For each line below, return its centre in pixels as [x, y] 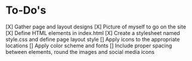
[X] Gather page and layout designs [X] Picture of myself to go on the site [96, 27]
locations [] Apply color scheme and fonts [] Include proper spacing [89, 46]
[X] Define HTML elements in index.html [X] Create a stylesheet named [93, 33]
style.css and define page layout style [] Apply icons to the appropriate [93, 39]
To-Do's [26, 10]
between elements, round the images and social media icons [80, 52]
